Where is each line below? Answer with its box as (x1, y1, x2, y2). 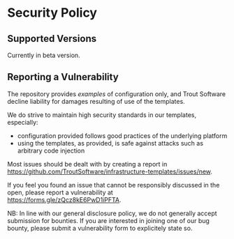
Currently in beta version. (7, 51, 80, 59)
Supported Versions (7, 33, 96, 45)
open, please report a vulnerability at (7, 188, 113, 196)
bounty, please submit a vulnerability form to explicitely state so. (7, 224, 193, 232)
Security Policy (7, 5, 98, 21)
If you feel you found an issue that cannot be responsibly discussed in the (7, 180, 220, 189)
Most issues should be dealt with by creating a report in (7, 160, 168, 168)
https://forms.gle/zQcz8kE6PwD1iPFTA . (7, 195, 122, 203)
